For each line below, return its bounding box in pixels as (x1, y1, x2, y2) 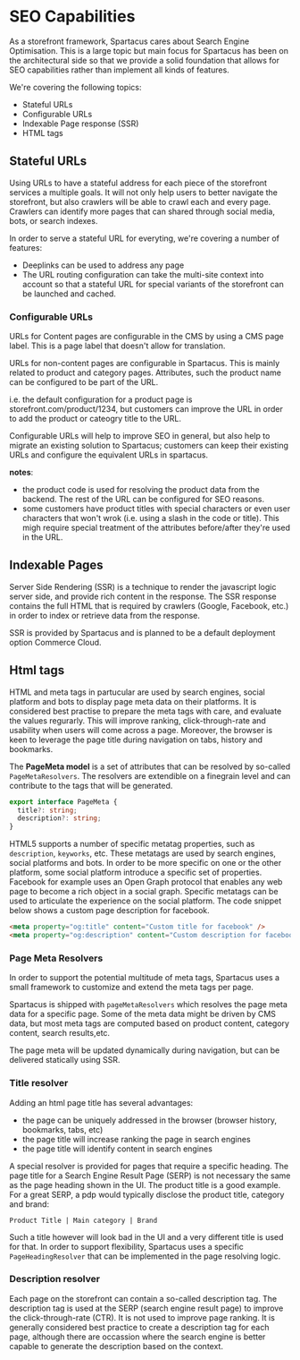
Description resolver (9, 1273, 101, 1286)
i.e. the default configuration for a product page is (9, 394, 193, 405)
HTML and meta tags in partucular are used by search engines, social (9, 687, 266, 697)
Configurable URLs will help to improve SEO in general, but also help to (9, 431, 271, 441)
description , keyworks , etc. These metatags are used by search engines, (9, 848, 277, 859)
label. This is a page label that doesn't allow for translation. (9, 340, 226, 351)
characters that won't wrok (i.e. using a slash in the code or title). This (21, 513, 279, 524)
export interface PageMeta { (9, 797, 118, 807)
